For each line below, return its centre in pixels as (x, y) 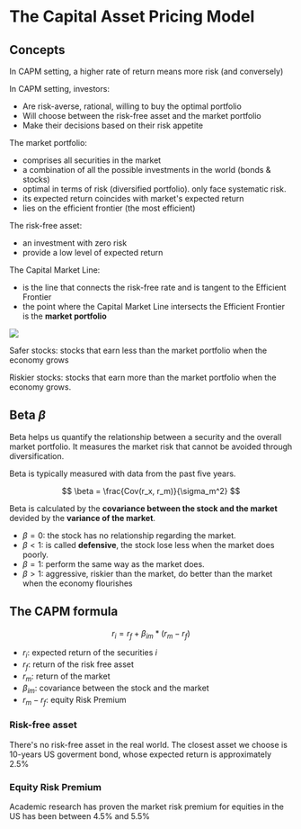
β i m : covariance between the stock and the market (115, 689)
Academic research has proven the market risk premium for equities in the (147, 806)
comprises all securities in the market (92, 160)
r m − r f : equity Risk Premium (74, 701)
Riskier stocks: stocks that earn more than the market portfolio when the (143, 377)
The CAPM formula (64, 612)
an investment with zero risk (75, 243)
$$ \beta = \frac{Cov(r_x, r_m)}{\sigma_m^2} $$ (151, 491)
